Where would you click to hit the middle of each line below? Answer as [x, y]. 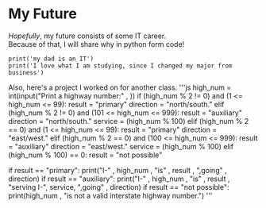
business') [26, 72]
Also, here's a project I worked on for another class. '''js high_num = [120, 87]
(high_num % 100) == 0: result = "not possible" [85, 155]
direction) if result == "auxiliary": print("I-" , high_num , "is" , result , [119, 179]
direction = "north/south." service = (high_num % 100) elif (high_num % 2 [129, 121]
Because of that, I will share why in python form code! [96, 44]
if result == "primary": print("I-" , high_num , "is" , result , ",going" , [118, 170]
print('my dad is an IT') [51, 59]
